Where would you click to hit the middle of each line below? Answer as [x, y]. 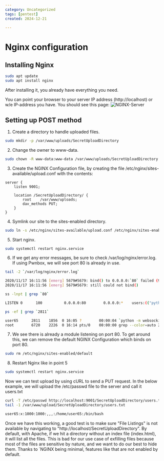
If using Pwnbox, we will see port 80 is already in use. [66, 263]
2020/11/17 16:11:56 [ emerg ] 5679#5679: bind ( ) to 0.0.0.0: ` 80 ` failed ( [82, 281]
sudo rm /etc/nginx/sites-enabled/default [49, 354]
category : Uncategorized [30, 10]
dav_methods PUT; [40, 204]
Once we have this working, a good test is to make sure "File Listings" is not [81, 423]
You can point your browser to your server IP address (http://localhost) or [79, 100]
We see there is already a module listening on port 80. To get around [81, 334]
